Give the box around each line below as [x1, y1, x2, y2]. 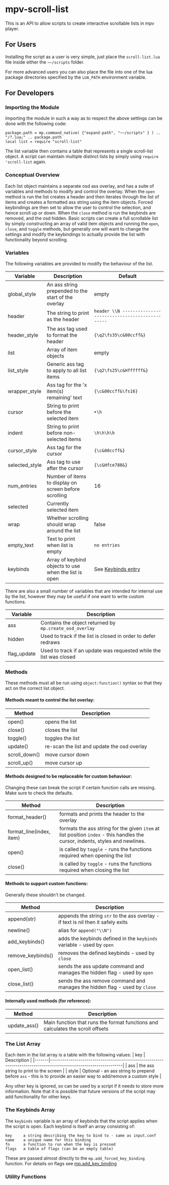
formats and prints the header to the [59, 810, 145, 817]
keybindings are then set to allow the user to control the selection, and [5, 204, 151, 210]
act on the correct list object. [5, 685, 65, 691]
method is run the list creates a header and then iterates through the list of [5, 193, 159, 200]
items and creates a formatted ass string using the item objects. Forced [5, 199, 153, 205]
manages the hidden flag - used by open [58, 969, 153, 976]
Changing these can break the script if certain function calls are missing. [5, 784, 156, 790]
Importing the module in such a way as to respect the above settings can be [5, 115, 162, 122]
